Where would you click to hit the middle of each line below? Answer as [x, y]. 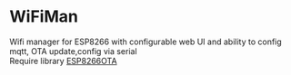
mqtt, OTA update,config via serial [74, 51]
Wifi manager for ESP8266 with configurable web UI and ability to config [145, 42]
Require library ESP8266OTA [63, 61]
